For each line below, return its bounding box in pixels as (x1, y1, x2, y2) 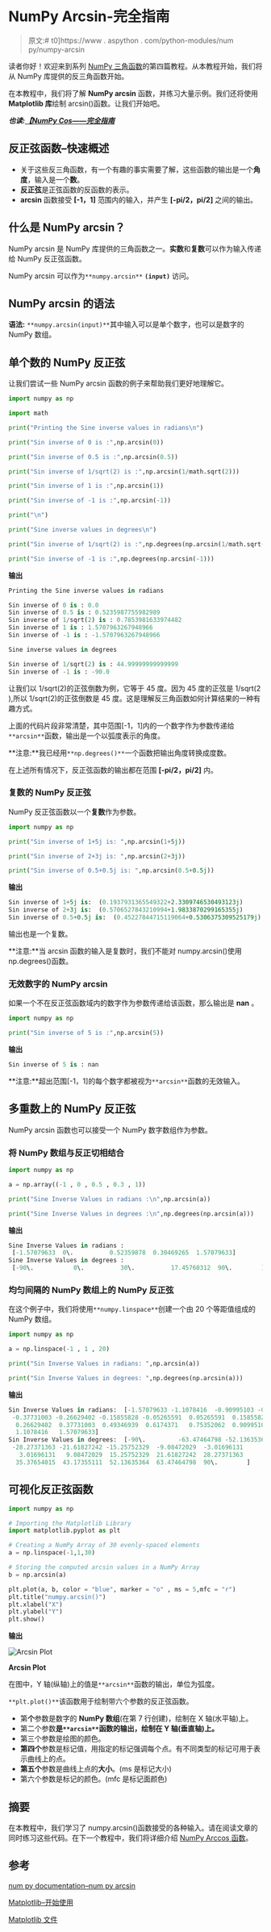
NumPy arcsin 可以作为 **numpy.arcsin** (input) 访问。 (8, 271, 194, 281)
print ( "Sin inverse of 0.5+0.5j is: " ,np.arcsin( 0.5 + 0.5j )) (8, 866, 215, 875)
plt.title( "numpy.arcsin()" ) (8, 1592, 106, 1601)
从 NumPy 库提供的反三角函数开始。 (8, 71, 129, 81)
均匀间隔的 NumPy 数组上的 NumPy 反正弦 (8, 1284, 174, 1296)
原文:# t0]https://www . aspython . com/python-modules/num (27, 35, 234, 45)
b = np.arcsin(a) (8, 1571, 67, 1579)
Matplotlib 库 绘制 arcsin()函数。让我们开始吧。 (8, 98, 165, 108)
